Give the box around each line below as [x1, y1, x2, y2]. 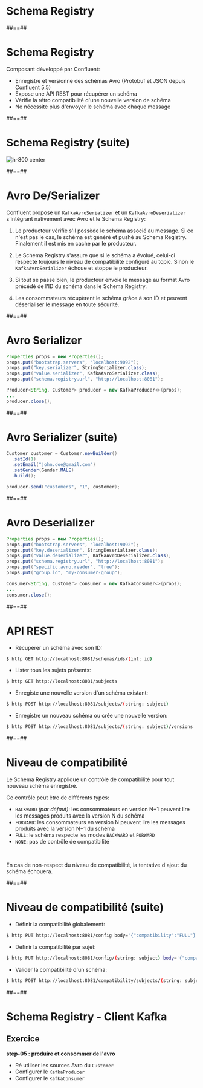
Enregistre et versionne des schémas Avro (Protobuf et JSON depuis [14, 77, 186, 84]
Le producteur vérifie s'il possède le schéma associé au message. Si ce [14, 227, 194, 234]
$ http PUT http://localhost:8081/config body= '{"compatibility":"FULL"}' [6, 932, 199, 939]
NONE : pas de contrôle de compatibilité [14, 837, 110, 845]
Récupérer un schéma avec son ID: [14, 644, 103, 651]
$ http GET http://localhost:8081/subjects [6, 678, 118, 684]
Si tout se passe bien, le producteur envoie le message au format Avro [14, 276, 190, 283]
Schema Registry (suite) [6, 136, 130, 149]
